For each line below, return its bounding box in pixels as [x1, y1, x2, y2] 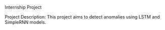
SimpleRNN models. [5, 19, 46, 25]
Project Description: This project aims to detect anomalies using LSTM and [5, 14, 160, 19]
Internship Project [5, 4, 42, 10]
